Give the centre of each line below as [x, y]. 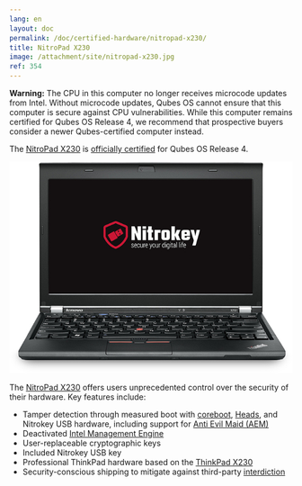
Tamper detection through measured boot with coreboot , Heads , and [150, 414]
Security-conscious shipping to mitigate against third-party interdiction [154, 472]
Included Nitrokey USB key [72, 452]
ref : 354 [26, 67]
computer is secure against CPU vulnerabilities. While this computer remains [151, 112]
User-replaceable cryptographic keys [92, 443]
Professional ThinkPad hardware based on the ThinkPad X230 [138, 462]
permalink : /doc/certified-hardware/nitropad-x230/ [108, 38]
